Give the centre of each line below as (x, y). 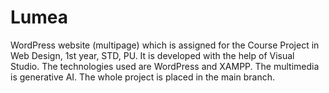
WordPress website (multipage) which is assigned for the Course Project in (165, 45)
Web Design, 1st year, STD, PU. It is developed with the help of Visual (152, 55)
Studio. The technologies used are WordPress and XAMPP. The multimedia (165, 66)
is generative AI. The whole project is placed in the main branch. (142, 77)
